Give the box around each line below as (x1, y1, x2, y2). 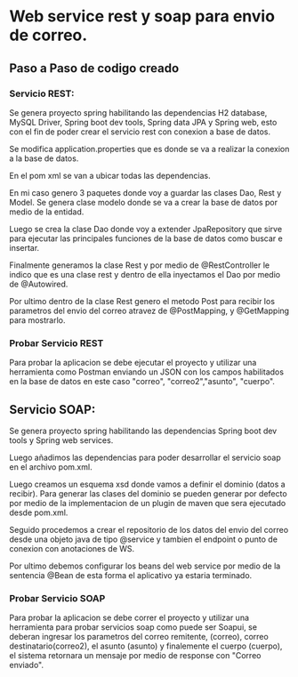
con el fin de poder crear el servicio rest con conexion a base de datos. (9, 126, 271, 137)
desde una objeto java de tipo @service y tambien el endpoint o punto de (9, 534, 278, 544)
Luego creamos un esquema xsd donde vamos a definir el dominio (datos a (9, 479, 286, 489)
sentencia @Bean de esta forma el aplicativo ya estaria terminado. (9, 569, 253, 580)
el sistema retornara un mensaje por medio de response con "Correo (9, 650, 262, 661)
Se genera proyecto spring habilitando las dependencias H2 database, (9, 107, 268, 117)
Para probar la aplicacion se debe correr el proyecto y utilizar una (9, 612, 250, 624)
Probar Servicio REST (9, 336, 104, 349)
